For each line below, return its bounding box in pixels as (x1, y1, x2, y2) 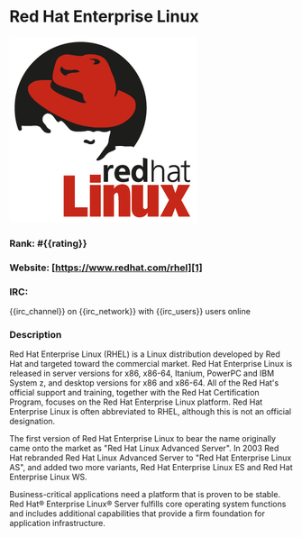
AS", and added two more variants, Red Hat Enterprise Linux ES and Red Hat (9, 462, 293, 473)
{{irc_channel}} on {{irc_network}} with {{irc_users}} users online (9, 306, 251, 317)
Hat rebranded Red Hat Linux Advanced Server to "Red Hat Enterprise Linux (9, 452, 292, 463)
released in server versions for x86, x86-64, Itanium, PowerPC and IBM (9, 368, 275, 379)
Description (9, 329, 62, 341)
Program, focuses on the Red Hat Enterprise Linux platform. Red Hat (9, 396, 263, 407)
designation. (9, 416, 56, 427)
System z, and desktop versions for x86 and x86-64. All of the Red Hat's (9, 378, 279, 388)
